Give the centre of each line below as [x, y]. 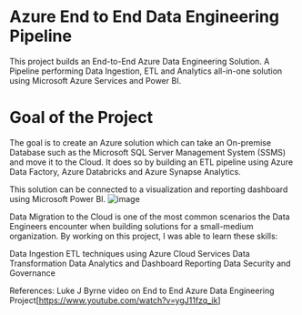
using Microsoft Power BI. [58, 198]
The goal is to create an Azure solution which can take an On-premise [140, 142]
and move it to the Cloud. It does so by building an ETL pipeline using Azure [151, 162]
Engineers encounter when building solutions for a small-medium [131, 226]
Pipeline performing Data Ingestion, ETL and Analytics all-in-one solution [146, 71]
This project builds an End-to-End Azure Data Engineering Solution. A [140, 61]
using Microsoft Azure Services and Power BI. [96, 80]
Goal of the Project [81, 118]
